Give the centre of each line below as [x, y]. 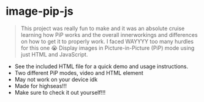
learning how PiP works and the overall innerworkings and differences [109, 34]
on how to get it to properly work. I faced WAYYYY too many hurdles [107, 41]
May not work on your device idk [56, 79]
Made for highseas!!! [40, 86]
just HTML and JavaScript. [54, 54]
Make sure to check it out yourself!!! [60, 92]
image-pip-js [40, 11]
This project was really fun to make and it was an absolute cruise [103, 28]
